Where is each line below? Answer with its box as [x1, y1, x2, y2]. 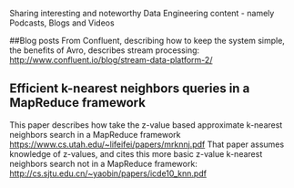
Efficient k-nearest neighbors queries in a [9, 81, 250, 97]
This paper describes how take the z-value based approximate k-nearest [9, 119, 283, 131]
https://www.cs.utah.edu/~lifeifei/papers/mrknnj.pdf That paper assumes [9, 139, 285, 150]
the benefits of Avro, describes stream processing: [9, 45, 200, 56]
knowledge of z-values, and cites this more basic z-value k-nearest [9, 148, 263, 159]
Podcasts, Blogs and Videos [9, 17, 116, 28]
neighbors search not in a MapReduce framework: [9, 158, 198, 169]
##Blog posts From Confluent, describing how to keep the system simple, [9, 36, 285, 46]
